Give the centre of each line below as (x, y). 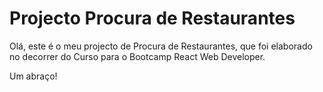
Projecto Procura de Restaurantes (152, 18)
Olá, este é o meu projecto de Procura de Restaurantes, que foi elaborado (161, 46)
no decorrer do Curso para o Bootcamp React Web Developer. (137, 56)
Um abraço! (33, 76)
